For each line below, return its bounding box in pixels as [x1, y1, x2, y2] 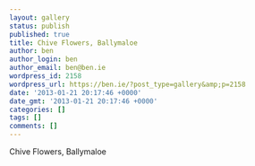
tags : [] [9, 113, 42, 122]
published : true [9, 30, 70, 39]
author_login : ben [9, 55, 78, 64]
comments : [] [9, 122, 58, 131]
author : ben [9, 47, 54, 56]
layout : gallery [9, 13, 70, 22]
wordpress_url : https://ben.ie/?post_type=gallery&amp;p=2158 [9, 80, 246, 89]
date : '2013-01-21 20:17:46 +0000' [9, 88, 142, 97]
